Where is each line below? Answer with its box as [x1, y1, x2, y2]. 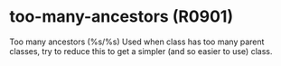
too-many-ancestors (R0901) [9, 6, 233, 27]
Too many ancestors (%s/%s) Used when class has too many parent [9, 36, 265, 47]
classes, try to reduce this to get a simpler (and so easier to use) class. [9, 45, 273, 56]
